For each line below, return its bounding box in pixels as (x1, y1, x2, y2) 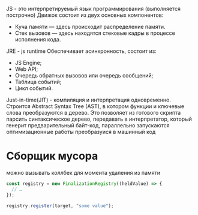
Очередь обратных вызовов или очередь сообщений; (14, 72, 154, 79)
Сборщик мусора (6, 150, 98, 163)
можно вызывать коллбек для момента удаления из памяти (6, 169, 161, 176)
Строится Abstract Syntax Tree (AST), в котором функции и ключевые (6, 103, 185, 110)
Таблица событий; (14, 78, 62, 85)
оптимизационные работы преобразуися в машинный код (6, 129, 156, 135)
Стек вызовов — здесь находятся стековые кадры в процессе (14, 29, 175, 37)
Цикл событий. (14, 85, 53, 92)
